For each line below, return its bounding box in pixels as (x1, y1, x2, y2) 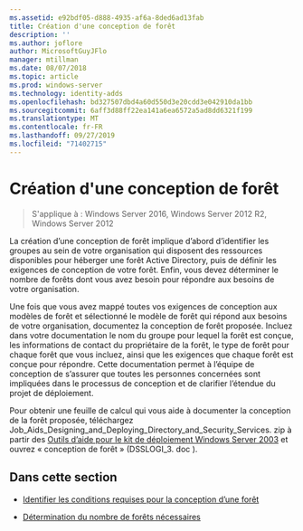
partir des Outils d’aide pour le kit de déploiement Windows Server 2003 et (9, 433, 289, 444)
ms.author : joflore (9, 38, 83, 48)
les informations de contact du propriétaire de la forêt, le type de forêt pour (9, 339, 289, 350)
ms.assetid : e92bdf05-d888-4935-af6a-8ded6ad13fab (9, 13, 204, 23)
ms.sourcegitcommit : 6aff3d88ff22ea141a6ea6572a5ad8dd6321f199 (9, 106, 253, 115)
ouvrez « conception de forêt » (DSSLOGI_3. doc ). (9, 443, 198, 454)
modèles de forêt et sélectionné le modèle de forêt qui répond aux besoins (9, 310, 288, 321)
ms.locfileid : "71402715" (9, 139, 107, 148)
